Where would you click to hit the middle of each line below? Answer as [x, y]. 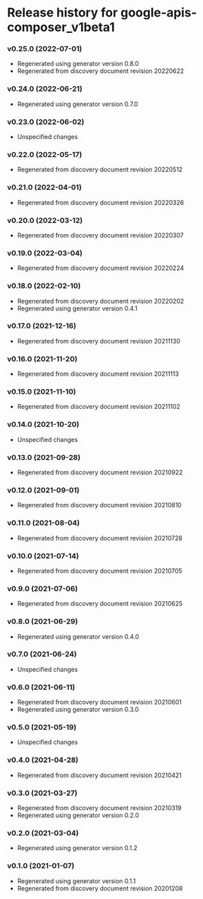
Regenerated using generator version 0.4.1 [77, 308]
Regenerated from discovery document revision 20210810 [99, 505]
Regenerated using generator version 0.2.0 [78, 815]
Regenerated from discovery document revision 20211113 [98, 374]
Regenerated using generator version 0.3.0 [78, 710]
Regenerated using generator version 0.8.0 [78, 64]
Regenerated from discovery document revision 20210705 [99, 571]
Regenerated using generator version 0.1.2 [77, 848]
